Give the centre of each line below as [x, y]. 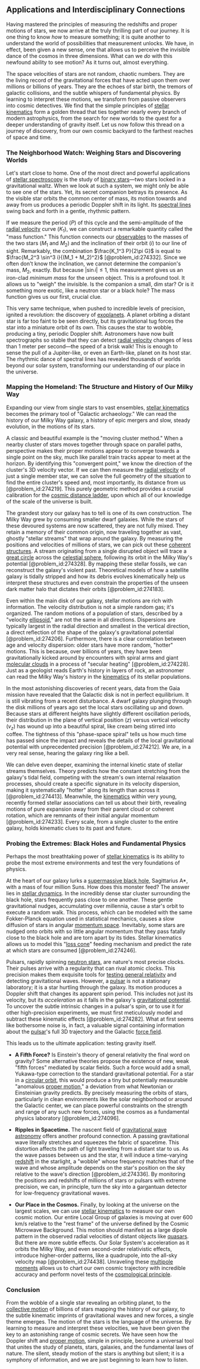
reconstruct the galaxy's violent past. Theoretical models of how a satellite [98, 570]
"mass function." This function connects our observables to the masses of [97, 237]
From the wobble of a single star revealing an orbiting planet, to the [88, 1303]
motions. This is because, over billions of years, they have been [84, 651]
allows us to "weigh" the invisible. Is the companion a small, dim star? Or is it [100, 284]
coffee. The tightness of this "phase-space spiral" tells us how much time [96, 734]
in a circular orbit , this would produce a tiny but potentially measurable [101, 1080]
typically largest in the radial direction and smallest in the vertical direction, [98, 626]
